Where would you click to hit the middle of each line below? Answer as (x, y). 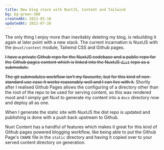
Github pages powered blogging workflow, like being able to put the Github (81, 132)
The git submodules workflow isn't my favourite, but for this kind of (73, 77)
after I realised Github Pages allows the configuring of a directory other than (82, 87)
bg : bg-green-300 (23, 14)
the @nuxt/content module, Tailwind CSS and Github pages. (65, 47)
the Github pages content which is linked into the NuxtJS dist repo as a (77, 62)
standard (14, 82)
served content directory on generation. (45, 143)
